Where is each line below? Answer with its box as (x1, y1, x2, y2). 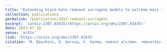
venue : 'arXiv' (5, 30, 37, 35)
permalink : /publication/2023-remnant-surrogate (5, 16, 108, 21)
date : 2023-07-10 (5, 26, 41, 31)
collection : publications (5, 12, 59, 17)
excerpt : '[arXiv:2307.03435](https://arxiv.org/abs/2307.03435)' (5, 21, 146, 26)
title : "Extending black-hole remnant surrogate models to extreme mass (5, 7, 159, 12)
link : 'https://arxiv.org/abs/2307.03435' (5, 35, 94, 40)
